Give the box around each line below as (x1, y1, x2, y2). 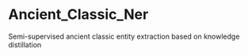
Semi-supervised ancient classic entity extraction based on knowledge (8, 32, 240, 41)
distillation (8, 39, 42, 49)
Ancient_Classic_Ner (8, 6, 149, 24)
